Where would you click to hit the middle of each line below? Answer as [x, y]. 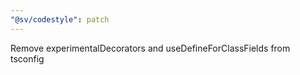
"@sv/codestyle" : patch [60, 19]
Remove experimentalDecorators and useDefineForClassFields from [150, 48]
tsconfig [27, 58]
